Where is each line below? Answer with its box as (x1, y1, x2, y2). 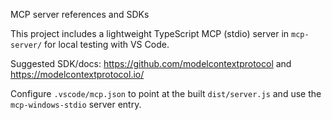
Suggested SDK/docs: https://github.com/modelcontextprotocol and (10, 58, 292, 69)
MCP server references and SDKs (10, 9, 150, 20)
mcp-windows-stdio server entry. (10, 99, 142, 110)
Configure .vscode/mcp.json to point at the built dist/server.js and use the (10, 88, 322, 99)
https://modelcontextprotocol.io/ (10, 69, 145, 80)
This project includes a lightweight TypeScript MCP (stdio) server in (10, 28, 290, 39)
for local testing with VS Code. (44, 39, 170, 50)
